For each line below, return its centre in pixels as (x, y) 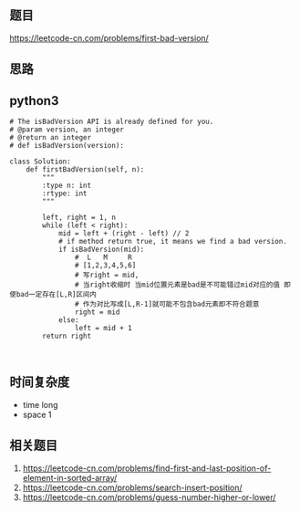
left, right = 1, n (79, 218)
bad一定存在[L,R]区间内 (57, 295)
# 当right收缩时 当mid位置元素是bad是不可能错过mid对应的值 (177, 285)
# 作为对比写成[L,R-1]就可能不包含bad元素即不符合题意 (167, 304)
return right (67, 336)
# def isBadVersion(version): (67, 146)
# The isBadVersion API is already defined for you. (112, 122)
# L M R (103, 257)
